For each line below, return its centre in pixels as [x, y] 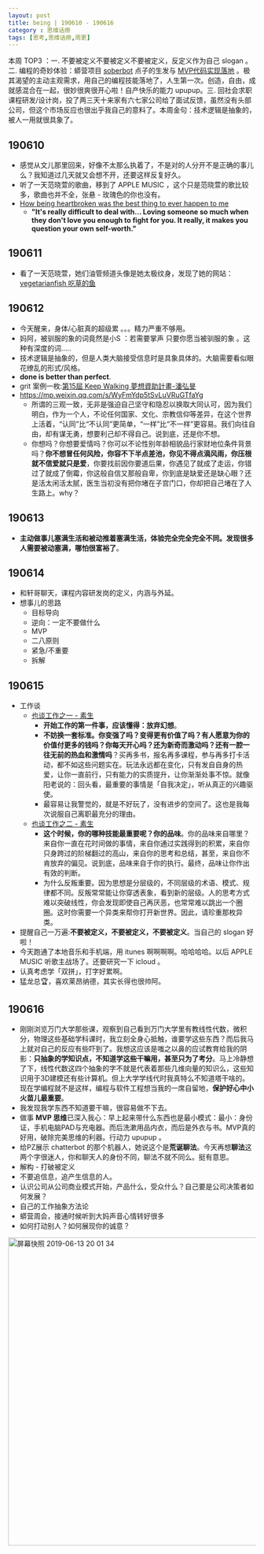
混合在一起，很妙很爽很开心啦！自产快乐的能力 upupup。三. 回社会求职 [137, 91]
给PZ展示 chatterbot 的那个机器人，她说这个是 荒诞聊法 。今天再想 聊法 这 [136, 1147]
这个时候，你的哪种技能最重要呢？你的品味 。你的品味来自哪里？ [146, 834]
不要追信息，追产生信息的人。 [68, 1176]
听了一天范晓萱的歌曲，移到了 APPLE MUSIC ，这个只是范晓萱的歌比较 [134, 185]
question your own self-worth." [84, 228]
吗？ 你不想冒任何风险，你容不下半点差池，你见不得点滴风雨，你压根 [141, 453]
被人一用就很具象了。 [42, 120]
